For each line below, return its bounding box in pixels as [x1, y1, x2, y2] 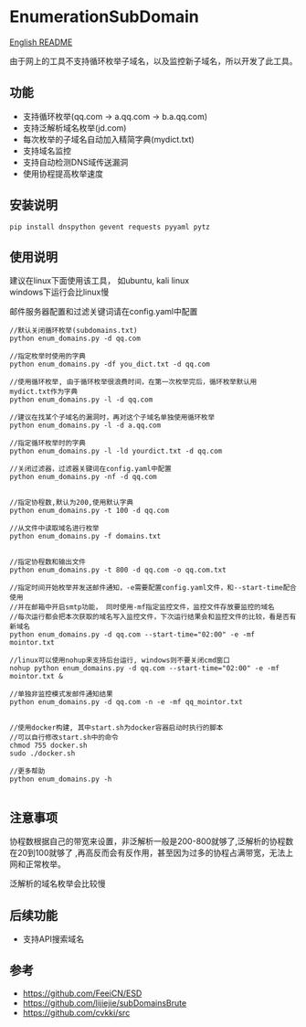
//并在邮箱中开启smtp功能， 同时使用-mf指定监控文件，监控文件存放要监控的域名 [9, 603, 275, 612]
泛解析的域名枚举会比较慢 [9, 878, 106, 889]
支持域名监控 [22, 144, 71, 156]
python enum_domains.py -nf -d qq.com [9, 473, 157, 482]
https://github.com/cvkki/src [22, 1007, 131, 1018]
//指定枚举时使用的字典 [9, 352, 87, 361]
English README [9, 37, 73, 48]
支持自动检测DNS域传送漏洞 [22, 156, 129, 167]
